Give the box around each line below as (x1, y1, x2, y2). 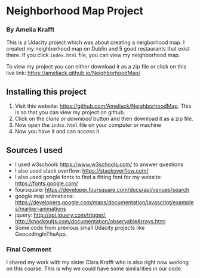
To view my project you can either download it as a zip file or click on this (6, 63, 187, 70)
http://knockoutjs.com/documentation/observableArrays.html (14, 218, 166, 225)
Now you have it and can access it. (14, 128, 101, 135)
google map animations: (14, 192, 75, 200)
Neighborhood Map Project (6, 4, 144, 18)
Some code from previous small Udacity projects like (14, 224, 145, 232)
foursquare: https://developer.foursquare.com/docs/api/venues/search (14, 186, 190, 193)
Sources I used (6, 145, 63, 155)
